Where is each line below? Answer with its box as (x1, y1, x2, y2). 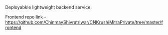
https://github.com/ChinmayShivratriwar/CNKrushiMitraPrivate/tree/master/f (5, 19, 163, 25)
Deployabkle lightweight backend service (5, 4, 91, 10)
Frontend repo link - (5, 14, 47, 19)
